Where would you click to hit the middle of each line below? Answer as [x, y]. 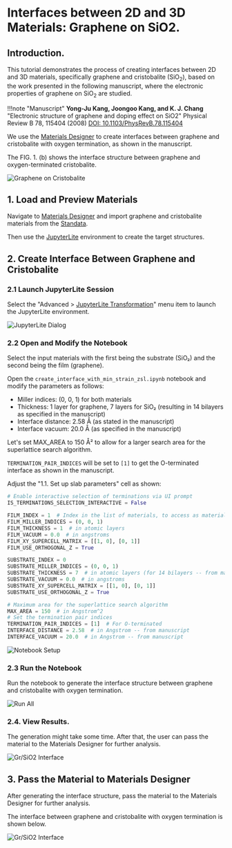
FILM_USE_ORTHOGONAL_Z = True [51, 548]
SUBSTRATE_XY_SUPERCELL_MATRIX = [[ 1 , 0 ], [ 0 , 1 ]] [81, 586]
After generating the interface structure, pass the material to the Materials [112, 796]
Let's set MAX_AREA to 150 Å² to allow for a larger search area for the [106, 442]
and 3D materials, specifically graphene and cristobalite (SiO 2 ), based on [111, 77]
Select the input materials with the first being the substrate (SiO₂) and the [111, 358]
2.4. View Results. [38, 722]
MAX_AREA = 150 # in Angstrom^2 [55, 611]
